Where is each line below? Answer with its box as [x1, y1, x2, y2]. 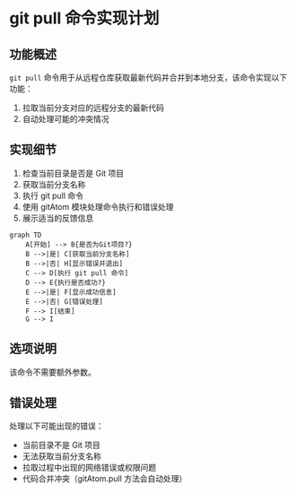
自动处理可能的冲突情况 [22, 114, 109, 124]
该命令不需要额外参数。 [9, 367, 96, 377]
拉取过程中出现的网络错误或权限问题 [22, 463, 157, 473]
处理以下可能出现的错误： [9, 420, 104, 431]
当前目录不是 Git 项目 [22, 440, 101, 451]
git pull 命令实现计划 [9, 8, 160, 29]
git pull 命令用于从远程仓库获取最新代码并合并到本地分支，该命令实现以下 [9, 73, 288, 82]
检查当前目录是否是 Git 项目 [22, 168, 125, 178]
